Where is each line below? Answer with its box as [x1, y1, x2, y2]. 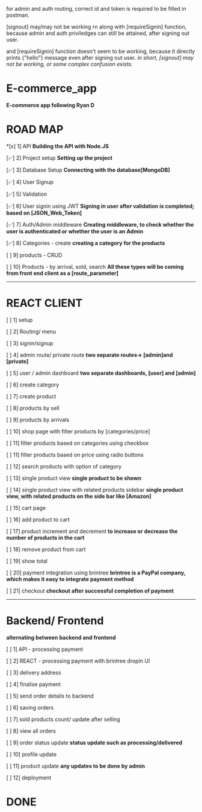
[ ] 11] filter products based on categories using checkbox [6, 439, 149, 447]
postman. [6, 11, 30, 19]
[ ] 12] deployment [6, 774, 52, 781]
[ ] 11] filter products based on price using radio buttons [6, 451, 144, 458]
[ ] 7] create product [6, 392, 57, 400]
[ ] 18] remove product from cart [6, 546, 86, 553]
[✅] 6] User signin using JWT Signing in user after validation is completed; [6, 202, 195, 210]
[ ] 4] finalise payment [6, 681, 61, 688]
